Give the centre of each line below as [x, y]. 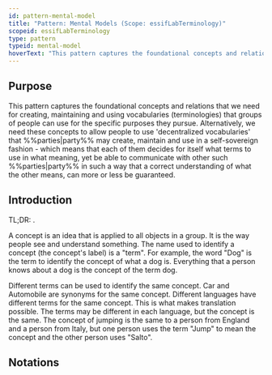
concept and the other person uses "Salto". [81, 337]
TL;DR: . [22, 219]
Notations [34, 362]
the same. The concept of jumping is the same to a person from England [129, 320]
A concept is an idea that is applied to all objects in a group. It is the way [129, 235]
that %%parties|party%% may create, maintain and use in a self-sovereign [134, 140]
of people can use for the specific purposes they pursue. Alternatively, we [132, 123]
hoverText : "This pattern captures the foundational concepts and [123, 53]
